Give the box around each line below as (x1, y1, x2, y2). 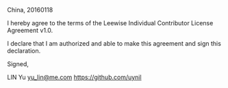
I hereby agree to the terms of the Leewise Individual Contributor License (7, 19, 214, 27)
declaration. (7, 47, 41, 55)
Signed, (7, 60, 29, 68)
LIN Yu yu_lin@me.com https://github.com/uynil (7, 73, 142, 81)
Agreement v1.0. (7, 27, 53, 34)
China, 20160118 (7, 6, 53, 14)
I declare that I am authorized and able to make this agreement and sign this (7, 40, 221, 47)
